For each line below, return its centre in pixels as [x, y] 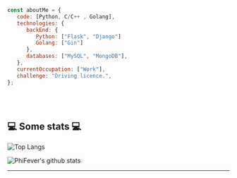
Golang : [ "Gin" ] [59, 43]
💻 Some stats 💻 [44, 126]
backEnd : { [42, 30]
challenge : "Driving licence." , [64, 76]
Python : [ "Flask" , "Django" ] [78, 36]
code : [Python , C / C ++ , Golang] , [66, 17]
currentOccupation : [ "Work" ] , [61, 69]
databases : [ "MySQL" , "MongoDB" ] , [77, 57]
